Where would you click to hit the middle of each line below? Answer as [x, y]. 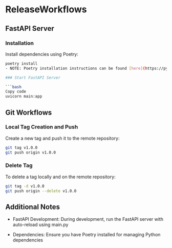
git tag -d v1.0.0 [25, 186]
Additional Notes [33, 207]
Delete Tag [19, 165]
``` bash [14, 87]
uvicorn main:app [24, 97]
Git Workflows [29, 112]
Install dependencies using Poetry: [42, 54]
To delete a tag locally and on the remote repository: [61, 177]
